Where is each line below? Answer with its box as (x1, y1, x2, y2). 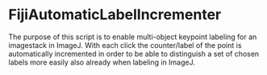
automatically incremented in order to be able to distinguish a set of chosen (8, 49, 260, 58)
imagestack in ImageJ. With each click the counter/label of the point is (8, 40, 242, 49)
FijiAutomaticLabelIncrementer (8, 6, 222, 24)
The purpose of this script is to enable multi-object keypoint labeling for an (8, 32, 257, 41)
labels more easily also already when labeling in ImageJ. (8, 57, 196, 67)
